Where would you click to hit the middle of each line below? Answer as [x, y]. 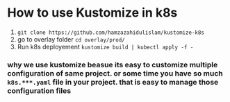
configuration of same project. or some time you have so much [115, 73]
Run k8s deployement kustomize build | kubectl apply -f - [105, 46]
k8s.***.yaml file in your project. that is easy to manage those [113, 82]
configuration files [39, 90]
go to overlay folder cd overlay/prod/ [71, 39]
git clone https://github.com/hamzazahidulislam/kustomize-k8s [111, 33]
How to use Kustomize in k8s [92, 13]
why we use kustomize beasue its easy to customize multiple [113, 65]
